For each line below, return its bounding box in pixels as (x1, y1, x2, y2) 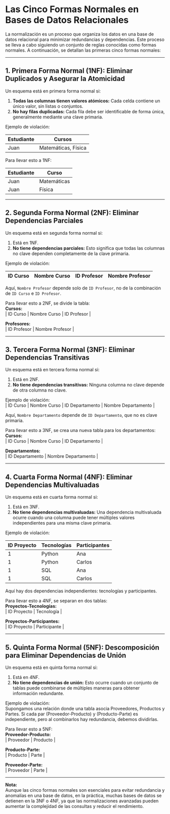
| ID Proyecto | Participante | (5, 624, 64, 630)
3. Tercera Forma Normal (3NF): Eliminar (5, 345, 135, 354)
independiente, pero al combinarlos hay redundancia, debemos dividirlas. (5, 716, 158, 722)
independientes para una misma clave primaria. (12, 520, 112, 526)
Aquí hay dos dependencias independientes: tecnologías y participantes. (5, 588, 157, 594)
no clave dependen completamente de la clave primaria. (12, 250, 130, 256)
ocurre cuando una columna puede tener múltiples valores (12, 515, 135, 521)
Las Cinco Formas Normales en (5, 4, 139, 15)
